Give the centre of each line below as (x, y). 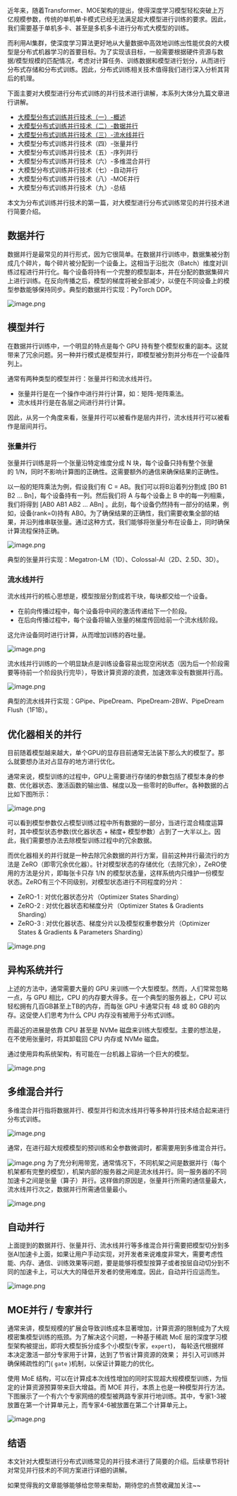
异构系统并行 (35, 970)
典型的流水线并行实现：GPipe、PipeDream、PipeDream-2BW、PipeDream (116, 701)
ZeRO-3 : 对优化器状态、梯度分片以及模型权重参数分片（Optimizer (114, 924)
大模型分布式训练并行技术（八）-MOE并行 (79, 179)
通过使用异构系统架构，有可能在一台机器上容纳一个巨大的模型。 (100, 1054)
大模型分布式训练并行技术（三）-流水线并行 (81, 135)
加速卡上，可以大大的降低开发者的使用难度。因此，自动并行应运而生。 (121, 1272)
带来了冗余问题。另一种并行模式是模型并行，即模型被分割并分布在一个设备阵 (119, 354)
